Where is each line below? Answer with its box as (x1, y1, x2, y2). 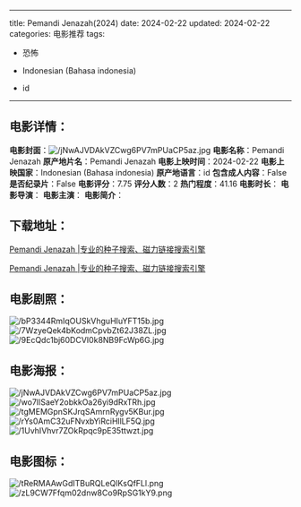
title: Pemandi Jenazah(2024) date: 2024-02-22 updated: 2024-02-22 (9, 18, 271, 28)
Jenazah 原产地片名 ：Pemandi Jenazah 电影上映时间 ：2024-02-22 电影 (9, 156, 278, 167)
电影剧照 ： (9, 292, 69, 307)
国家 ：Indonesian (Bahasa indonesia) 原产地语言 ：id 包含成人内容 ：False (16, 167, 288, 177)
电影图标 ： (9, 453, 69, 468)
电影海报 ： (9, 363, 69, 378)
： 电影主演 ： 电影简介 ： (32, 189, 124, 200)
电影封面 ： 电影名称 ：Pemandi (9, 144, 285, 155)
